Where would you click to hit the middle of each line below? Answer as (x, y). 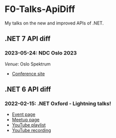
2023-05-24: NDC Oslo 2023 (41, 53)
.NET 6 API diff (28, 89)
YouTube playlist (29, 125)
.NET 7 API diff (28, 39)
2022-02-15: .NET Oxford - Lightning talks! (58, 103)
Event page (24, 114)
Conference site (28, 73)
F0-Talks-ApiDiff (40, 9)
